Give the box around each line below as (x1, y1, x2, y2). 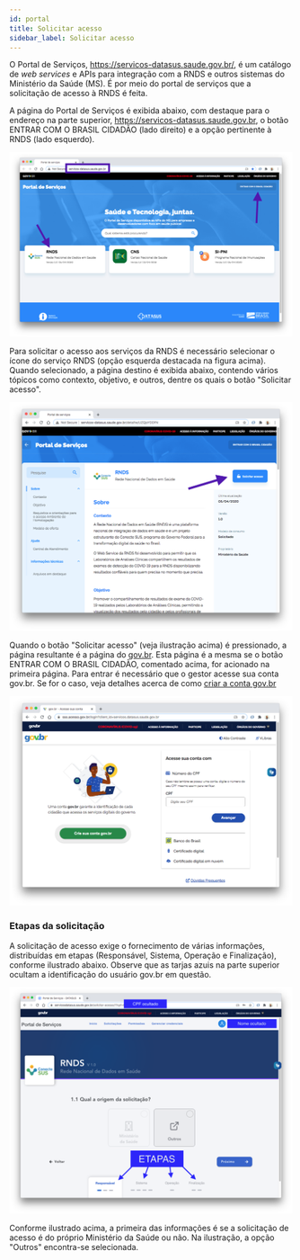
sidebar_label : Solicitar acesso (9, 33, 135, 42)
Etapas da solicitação (9, 920, 105, 933)
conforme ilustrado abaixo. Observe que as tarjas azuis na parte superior (9, 959, 280, 970)
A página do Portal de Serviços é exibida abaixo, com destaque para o (9, 105, 270, 116)
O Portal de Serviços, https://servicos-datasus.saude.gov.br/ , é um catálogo (9, 59, 292, 70)
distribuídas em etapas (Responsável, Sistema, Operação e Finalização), (9, 950, 277, 961)
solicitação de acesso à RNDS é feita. (9, 88, 148, 99)
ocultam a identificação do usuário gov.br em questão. (9, 969, 212, 979)
